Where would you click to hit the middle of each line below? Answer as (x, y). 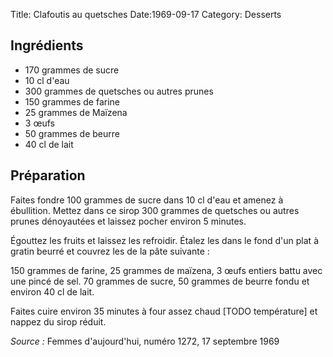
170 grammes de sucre (72, 70)
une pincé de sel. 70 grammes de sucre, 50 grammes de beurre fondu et (160, 281)
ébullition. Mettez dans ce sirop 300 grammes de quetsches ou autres (155, 210)
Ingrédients (47, 45)
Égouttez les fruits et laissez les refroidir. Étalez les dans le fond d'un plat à (164, 240)
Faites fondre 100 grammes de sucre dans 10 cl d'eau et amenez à (147, 200)
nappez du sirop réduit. (58, 321)
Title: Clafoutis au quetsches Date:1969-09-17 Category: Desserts (146, 14)
